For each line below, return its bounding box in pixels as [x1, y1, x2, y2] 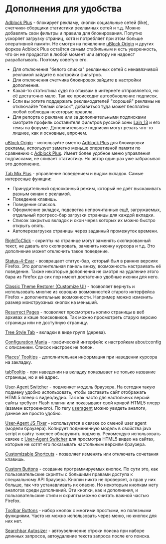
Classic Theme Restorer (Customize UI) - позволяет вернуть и [5, 283, 135, 289]
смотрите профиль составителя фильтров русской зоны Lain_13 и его [12, 119, 161, 125]
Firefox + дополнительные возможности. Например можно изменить [5, 294, 153, 300]
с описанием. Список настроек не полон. [5, 344, 94, 350]
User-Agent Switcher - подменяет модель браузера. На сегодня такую [5, 384, 156, 390]
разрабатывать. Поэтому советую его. [5, 56, 88, 62]
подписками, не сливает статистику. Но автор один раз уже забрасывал [5, 155, 161, 161]
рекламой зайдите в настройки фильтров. [12, 71, 102, 77]
